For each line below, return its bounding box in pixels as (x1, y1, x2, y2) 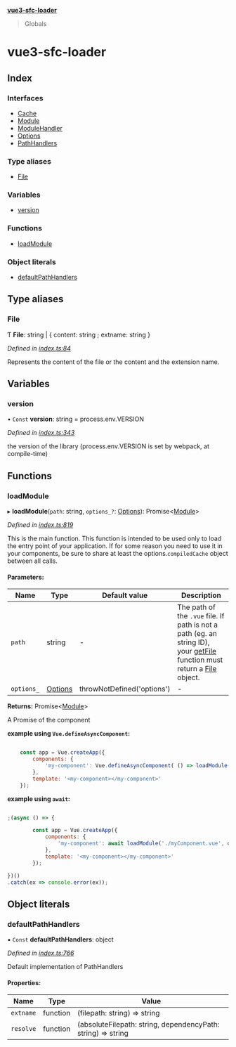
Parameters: (7, 573, 44, 581)
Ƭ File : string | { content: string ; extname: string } (7, 330, 151, 339)
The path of (176, 602, 216, 612)
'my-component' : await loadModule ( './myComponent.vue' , (57, 840, 225, 847)
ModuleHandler (17, 124, 63, 132)
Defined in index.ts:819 (7, 521, 74, 529)
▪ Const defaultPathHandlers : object (7, 935, 114, 944)
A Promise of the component (7, 716, 91, 724)
